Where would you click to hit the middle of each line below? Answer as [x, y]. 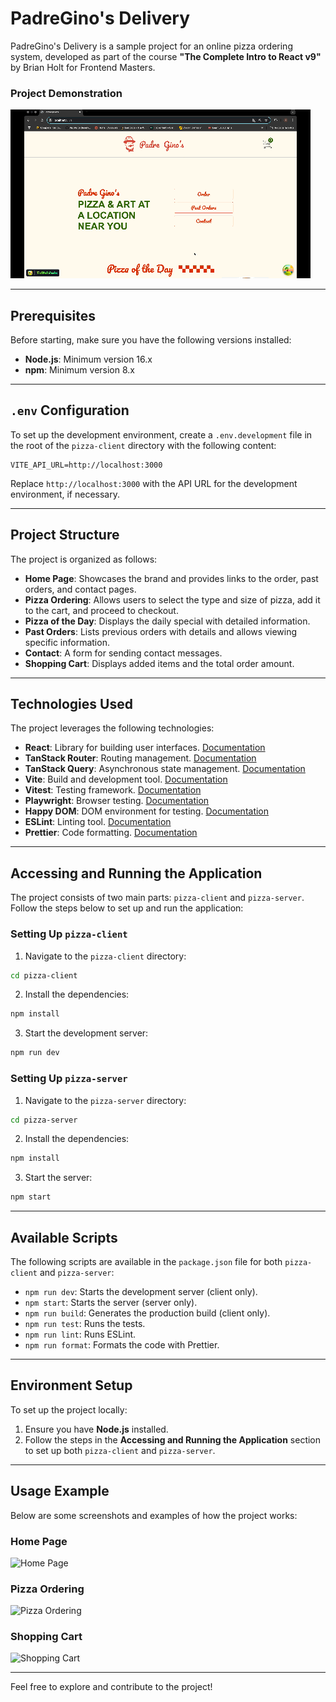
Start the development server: [86, 1033]
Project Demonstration [66, 93]
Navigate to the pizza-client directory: [105, 956]
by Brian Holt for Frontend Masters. [83, 67]
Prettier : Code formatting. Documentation [111, 833]
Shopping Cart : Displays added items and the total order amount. [159, 663]
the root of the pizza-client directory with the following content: [143, 445]
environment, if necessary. [65, 494]
